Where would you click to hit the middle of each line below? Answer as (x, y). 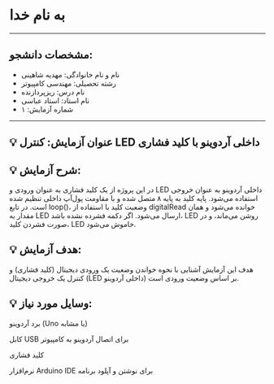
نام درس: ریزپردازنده (53, 92)
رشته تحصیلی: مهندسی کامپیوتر (69, 83)
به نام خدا (37, 15)
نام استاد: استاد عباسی (55, 100)
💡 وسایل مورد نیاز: (51, 304)
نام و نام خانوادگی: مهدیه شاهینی (70, 74)
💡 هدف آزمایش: (46, 250)
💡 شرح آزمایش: (45, 170)
